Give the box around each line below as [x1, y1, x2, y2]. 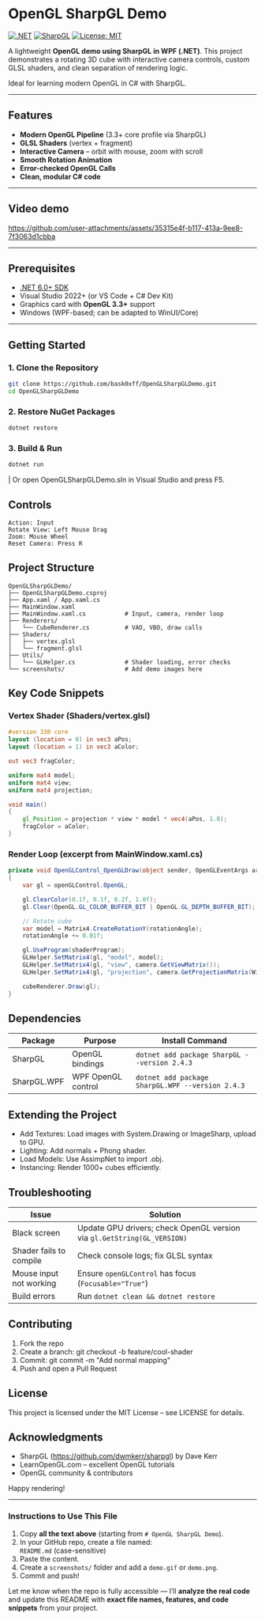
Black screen [12, 1227, 61, 1238]
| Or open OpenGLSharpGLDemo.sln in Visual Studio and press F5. [8, 475, 225, 485]
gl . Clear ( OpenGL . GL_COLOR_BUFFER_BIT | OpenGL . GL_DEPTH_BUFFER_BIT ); [22, 903, 256, 910]
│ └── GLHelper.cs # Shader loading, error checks [8, 658, 231, 666]
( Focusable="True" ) [77, 1277, 148, 1289]
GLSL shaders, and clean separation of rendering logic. [8, 62, 188, 72]
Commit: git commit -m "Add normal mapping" [19, 1355, 171, 1365]
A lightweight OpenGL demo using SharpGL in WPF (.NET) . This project [8, 46, 243, 55]
